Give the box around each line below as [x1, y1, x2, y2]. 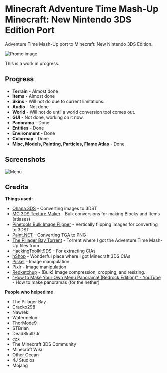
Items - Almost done [12, 93, 55, 99]
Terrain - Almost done [12, 88, 58, 94]
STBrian [12, 325, 29, 331]
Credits [5, 183, 29, 191]
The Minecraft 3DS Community [12, 341, 76, 347]
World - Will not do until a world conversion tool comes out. [12, 109, 136, 115]
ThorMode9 [12, 320, 37, 326]
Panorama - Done [12, 119, 50, 125]
